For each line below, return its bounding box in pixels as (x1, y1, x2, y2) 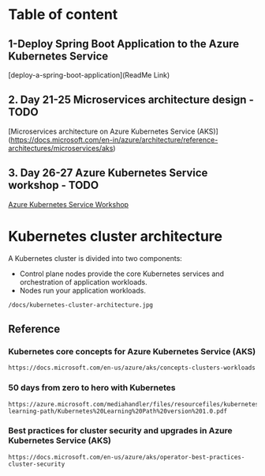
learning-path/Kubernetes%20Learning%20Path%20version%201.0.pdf (8, 407, 227, 415)
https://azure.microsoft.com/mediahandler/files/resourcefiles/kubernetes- (8, 400, 263, 408)
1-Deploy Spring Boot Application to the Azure (8, 37, 240, 51)
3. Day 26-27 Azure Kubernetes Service (8, 166, 208, 179)
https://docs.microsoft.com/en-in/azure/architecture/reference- (10, 134, 218, 144)
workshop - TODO (8, 179, 99, 192)
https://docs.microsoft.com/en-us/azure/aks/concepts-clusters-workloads (8, 364, 256, 372)
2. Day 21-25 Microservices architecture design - (8, 93, 254, 107)
